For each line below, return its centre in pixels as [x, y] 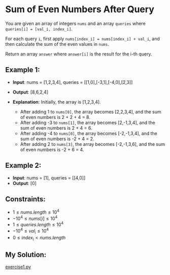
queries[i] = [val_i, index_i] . [39, 28]
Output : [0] [25, 183]
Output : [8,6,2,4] [30, 92]
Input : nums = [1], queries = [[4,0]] [49, 178]
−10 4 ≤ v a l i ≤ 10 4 [31, 231]
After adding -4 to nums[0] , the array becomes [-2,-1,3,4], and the [89, 133]
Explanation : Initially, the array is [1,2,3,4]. [57, 102]
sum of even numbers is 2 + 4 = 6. [56, 128]
